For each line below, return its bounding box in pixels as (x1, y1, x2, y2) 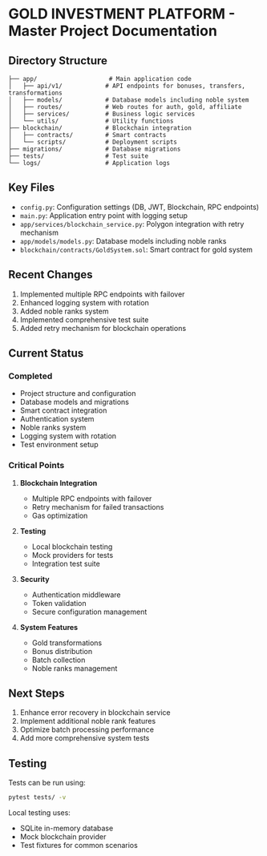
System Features (19, 622, 79, 632)
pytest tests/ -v (8, 793, 67, 801)
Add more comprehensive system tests (19, 733, 150, 743)
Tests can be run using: (8, 778, 86, 788)
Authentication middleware (31, 590, 121, 600)
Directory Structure (8, 54, 108, 67)
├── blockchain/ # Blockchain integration (8, 124, 192, 132)
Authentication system (19, 414, 95, 424)
